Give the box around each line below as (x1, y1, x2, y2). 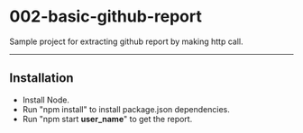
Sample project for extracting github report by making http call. (9, 36, 243, 47)
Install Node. (22, 94, 70, 105)
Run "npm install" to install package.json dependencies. (22, 103, 230, 114)
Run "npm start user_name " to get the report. (22, 113, 193, 124)
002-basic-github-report (9, 6, 203, 27)
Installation (9, 70, 74, 86)
